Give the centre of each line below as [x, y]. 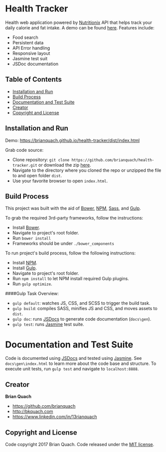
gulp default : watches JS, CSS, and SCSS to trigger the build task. [81, 303]
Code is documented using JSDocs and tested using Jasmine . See [74, 358]
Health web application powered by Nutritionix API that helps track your [79, 22]
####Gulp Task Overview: [32, 294]
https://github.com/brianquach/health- [113, 160]
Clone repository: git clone [41, 159]
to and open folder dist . [37, 175]
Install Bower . [26, 227]
